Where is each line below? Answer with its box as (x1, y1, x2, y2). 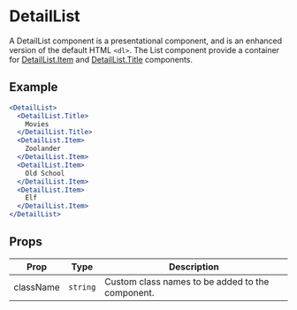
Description (168, 261, 219, 273)
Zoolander (25, 144, 62, 154)
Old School (25, 169, 65, 178)
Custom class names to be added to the (104, 276, 270, 288)
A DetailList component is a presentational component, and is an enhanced (9, 35, 283, 46)
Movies (25, 119, 49, 129)
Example (9, 79, 58, 95)
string (68, 282, 96, 292)
